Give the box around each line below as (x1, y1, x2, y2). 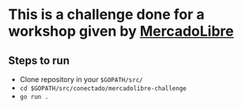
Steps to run (8, 54, 70, 67)
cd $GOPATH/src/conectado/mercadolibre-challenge (19, 85, 187, 92)
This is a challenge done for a (8, 6, 205, 24)
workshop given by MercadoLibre (8, 22, 234, 40)
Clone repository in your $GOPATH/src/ (19, 75, 144, 84)
